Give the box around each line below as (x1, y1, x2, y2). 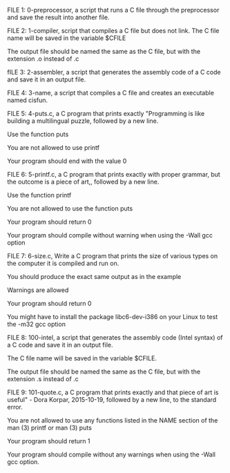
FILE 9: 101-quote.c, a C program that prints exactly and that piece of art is (7, 388, 219, 396)
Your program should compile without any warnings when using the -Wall (7, 450, 216, 458)
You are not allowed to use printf (7, 144, 100, 151)
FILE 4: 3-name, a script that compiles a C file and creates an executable (7, 89, 214, 97)
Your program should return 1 (7, 437, 90, 445)
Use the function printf (7, 191, 72, 199)
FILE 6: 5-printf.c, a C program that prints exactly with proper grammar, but (7, 171, 221, 178)
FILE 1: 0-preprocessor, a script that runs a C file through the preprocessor (7, 6, 220, 14)
